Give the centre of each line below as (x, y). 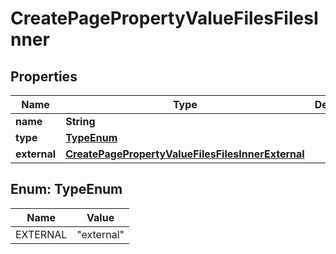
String (80, 121)
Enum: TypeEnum (66, 189)
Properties (44, 76)
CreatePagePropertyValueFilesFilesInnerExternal (185, 154)
